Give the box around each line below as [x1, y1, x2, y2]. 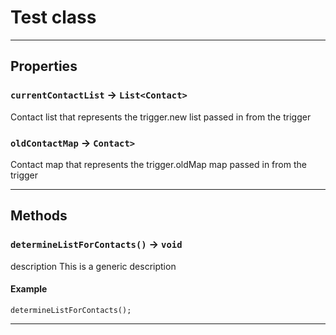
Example [10, 283, 48, 295]
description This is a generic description [10, 260, 177, 272]
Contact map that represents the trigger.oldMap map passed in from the [10, 158, 307, 170]
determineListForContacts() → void [10, 237, 183, 251]
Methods [10, 207, 68, 225]
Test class [10, 6, 97, 29]
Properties [10, 58, 78, 75]
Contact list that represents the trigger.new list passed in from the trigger [10, 111, 312, 123]
